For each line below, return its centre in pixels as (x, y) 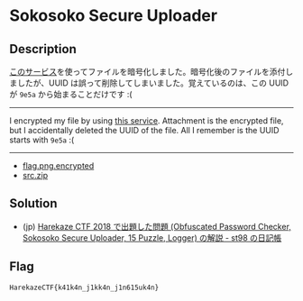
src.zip (35, 175)
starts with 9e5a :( (42, 140)
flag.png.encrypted (58, 166)
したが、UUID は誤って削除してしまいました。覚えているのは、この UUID (153, 83)
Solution (33, 204)
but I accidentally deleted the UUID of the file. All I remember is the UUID (144, 130)
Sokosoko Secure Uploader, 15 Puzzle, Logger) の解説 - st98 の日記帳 (152, 237)
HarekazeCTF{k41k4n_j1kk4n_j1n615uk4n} (84, 287)
